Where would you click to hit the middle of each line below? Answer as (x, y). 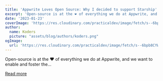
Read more (16, 73)
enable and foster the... (28, 64)
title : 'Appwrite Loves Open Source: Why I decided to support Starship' (81, 9)
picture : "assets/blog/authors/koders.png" (54, 37)
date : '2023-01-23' (25, 18)
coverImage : (17, 23)
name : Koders (23, 32)
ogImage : (14, 41)
